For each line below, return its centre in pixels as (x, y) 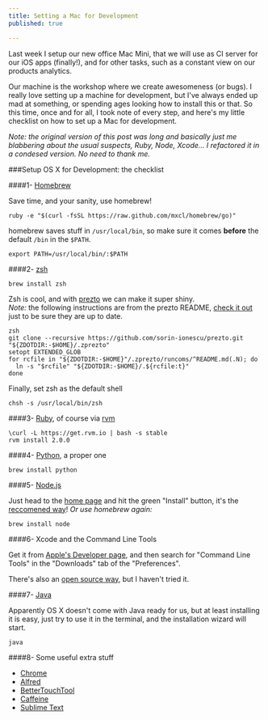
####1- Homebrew (40, 185)
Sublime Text (42, 707)
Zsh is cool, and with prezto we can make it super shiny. (102, 299)
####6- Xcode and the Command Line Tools (83, 539)
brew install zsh (38, 284)
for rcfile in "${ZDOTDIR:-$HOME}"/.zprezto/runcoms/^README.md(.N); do (133, 359)
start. (17, 627)
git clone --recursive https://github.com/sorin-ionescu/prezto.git (126, 338)
